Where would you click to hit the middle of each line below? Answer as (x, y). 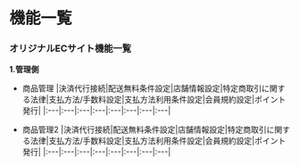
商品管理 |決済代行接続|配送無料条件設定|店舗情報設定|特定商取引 (142, 88)
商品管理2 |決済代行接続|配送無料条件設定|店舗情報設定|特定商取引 (144, 129)
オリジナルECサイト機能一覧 (71, 48)
